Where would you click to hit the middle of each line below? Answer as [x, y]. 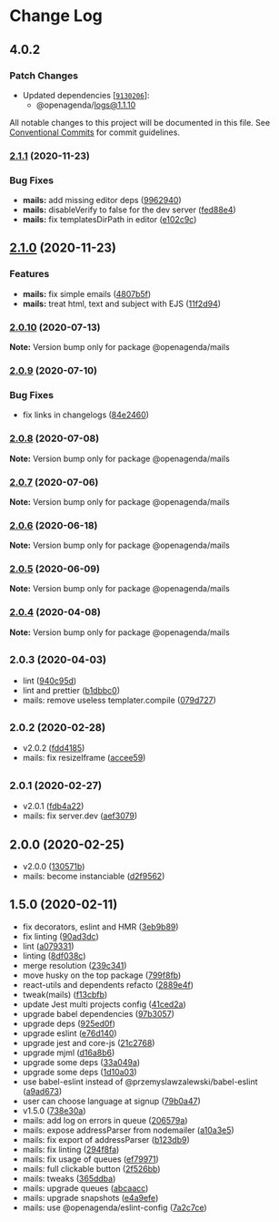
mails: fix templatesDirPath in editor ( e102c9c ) [110, 220]
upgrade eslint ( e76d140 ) [70, 1033]
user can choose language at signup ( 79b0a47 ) [112, 1101]
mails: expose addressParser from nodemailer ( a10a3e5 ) [128, 1130]
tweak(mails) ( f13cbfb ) [65, 994]
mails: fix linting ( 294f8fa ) [71, 1149]
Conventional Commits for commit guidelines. [95, 132]
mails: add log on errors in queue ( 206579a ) [105, 1120]
